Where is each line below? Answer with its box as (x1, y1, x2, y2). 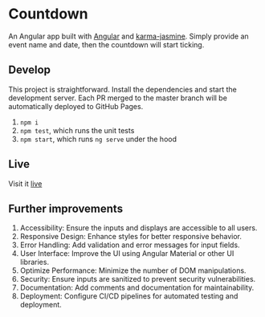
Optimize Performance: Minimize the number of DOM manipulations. (19, 266, 247, 275)
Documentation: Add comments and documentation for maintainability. (19, 282, 255, 293)
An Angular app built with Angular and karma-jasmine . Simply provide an (8, 31, 249, 41)
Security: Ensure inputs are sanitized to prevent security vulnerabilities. (19, 274, 256, 284)
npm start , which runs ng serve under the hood (19, 134, 177, 144)
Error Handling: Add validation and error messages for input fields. (19, 240, 240, 250)
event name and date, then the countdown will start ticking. (8, 39, 205, 49)
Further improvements (8, 201, 123, 215)
